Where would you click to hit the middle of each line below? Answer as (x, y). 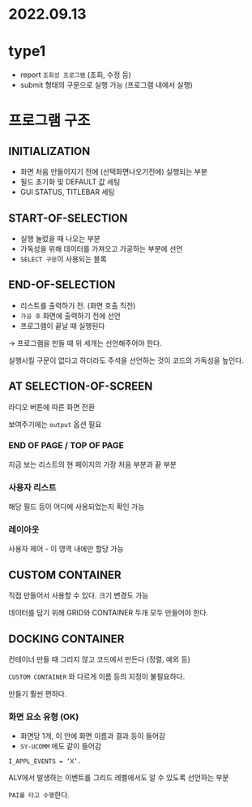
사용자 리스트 (32, 487)
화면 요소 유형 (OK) (44, 717)
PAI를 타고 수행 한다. (39, 795)
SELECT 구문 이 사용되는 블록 (63, 259)
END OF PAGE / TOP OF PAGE (66, 446)
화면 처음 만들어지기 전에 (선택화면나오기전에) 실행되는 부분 (114, 172)
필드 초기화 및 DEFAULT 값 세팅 (70, 182)
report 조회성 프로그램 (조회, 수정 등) (76, 75)
